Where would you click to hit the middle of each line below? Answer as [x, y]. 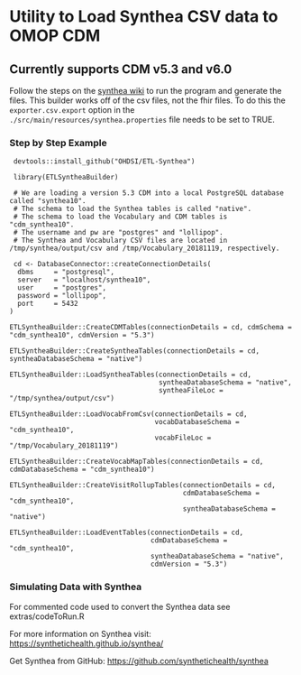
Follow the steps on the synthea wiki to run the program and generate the [146, 91]
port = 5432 [48, 304]
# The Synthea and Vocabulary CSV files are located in [120, 241]
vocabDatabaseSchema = [197, 422]
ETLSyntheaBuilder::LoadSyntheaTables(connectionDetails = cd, [131, 375]
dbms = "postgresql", [66, 273]
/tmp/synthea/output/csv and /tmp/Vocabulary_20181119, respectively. [145, 249]
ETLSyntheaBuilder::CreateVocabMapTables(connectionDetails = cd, [137, 462]
